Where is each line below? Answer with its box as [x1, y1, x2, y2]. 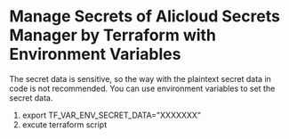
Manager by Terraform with [9, 25, 216, 45]
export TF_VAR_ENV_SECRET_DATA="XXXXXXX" [21, 110, 202, 120]
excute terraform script [21, 119, 108, 130]
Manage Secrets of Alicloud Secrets [9, 6, 280, 27]
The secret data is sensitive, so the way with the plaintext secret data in [9, 73, 271, 84]
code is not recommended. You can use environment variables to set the [9, 83, 276, 94]
